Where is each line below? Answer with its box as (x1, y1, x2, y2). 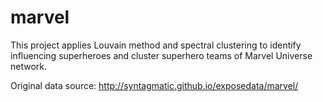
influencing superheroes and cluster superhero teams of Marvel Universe (10, 49, 313, 61)
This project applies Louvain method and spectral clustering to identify (10, 39, 302, 51)
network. (10, 60, 48, 72)
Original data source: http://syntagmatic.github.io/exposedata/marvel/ (10, 79, 299, 91)
